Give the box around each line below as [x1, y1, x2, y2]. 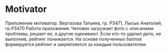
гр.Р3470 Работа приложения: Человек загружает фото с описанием [5, 25, 154, 31]
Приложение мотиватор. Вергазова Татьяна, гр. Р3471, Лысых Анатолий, [5, 20, 162, 26]
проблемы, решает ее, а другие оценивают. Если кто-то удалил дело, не [5, 30, 161, 36]
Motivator [5, 3, 47, 15]
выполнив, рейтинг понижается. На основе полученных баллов [5, 36, 142, 42]
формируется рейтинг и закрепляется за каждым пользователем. [5, 41, 147, 47]
